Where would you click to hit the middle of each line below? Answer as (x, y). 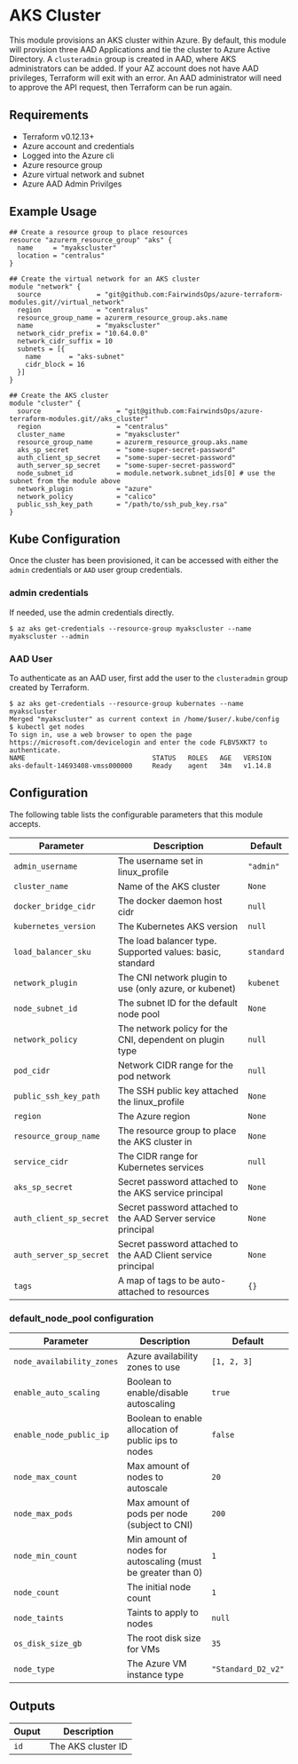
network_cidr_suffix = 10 (65, 341)
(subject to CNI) (160, 1525)
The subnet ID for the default (177, 1003)
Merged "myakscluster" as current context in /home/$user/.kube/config (144, 719)
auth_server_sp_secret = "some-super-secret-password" (127, 465)
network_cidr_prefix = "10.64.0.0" (83, 333)
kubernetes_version (55, 926)
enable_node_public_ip (61, 1435)
